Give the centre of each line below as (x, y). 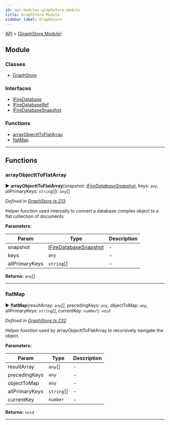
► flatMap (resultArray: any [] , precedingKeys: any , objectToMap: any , (77, 305)
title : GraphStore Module (32, 15)
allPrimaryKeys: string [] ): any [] (37, 191)
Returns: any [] (20, 276)
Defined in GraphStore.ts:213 (35, 201)
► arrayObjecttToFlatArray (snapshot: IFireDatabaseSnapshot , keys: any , (82, 186)
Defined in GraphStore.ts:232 (36, 321)
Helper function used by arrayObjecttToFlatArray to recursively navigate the (84, 330)
